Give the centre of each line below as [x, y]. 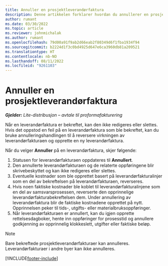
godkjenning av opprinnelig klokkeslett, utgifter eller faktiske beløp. [81, 224]
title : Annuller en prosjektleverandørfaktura [54, 10]
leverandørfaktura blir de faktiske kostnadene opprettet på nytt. [78, 203]
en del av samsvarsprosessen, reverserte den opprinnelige [73, 192]
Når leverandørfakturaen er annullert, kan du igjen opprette [73, 213]
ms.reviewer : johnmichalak [33, 33]
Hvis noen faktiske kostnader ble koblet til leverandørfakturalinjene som [86, 187]
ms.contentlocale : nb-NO [31, 56]
